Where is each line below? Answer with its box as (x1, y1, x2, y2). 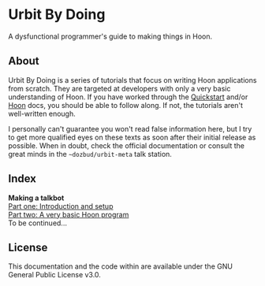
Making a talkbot (8, 193, 65, 202)
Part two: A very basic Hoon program (8, 210, 129, 219)
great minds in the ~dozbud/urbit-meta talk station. (8, 149, 172, 158)
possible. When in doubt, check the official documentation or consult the (8, 140, 244, 150)
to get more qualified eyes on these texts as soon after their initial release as (8, 132, 256, 142)
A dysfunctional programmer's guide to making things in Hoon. (8, 32, 213, 41)
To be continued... (8, 218, 67, 228)
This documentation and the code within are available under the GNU (8, 262, 233, 271)
